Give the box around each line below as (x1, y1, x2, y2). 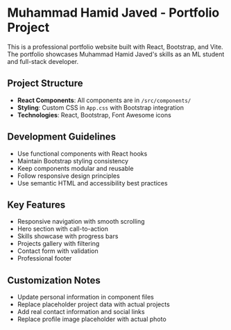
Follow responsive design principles (17, 172, 120, 180)
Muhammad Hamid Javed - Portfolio (7, 5, 220, 21)
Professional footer (17, 254, 72, 263)
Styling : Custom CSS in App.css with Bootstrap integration (17, 103, 184, 112)
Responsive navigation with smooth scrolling (17, 217, 145, 226)
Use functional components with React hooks (17, 149, 148, 158)
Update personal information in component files (17, 293, 154, 302)
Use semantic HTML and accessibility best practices (17, 179, 168, 187)
